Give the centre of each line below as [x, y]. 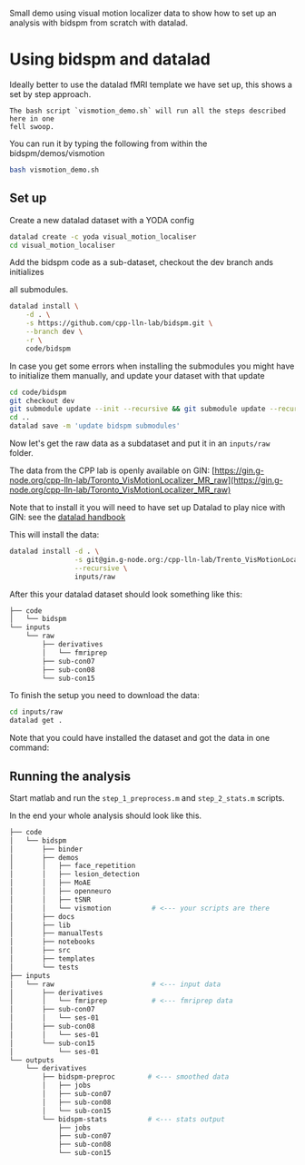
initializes [27, 272]
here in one [32, 118]
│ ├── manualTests [56, 933]
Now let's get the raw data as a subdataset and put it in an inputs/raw [140, 443]
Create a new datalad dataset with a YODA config [102, 220]
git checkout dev [42, 400]
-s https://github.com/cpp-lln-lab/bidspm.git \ [119, 323]
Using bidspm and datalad [110, 59]
